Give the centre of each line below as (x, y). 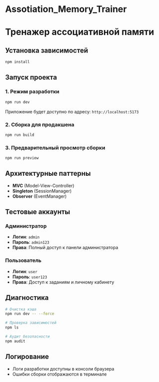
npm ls (12, 328)
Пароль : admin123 (31, 242)
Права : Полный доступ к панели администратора (65, 248)
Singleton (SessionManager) (42, 191)
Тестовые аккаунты (38, 212)
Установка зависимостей (47, 50)
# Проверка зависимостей (31, 323)
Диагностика (27, 298)
